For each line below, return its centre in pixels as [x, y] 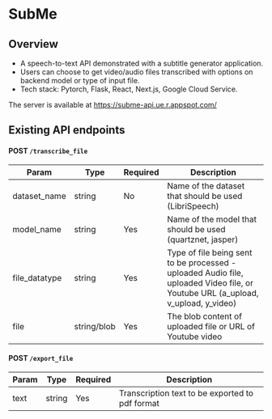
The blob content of [205, 316]
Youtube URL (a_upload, [213, 293]
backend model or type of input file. [80, 80]
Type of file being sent [210, 252]
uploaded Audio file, [205, 273]
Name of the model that [212, 219]
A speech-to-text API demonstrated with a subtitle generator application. [142, 63]
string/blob [95, 326]
